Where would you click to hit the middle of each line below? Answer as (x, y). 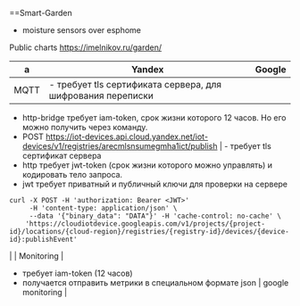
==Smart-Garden (41, 13)
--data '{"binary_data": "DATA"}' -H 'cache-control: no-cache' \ (155, 216)
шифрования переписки (101, 95)
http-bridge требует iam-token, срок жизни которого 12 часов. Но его (154, 118)
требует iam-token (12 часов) (77, 273)
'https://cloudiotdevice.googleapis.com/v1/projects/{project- (146, 224)
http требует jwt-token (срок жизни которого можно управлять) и (147, 165)
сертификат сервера (62, 156)
